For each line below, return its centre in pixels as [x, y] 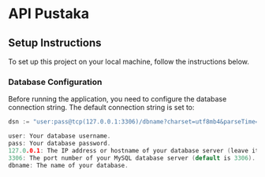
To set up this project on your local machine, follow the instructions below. [129, 61]
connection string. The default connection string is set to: [101, 108]
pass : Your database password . [60, 144]
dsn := [19, 122]
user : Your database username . [60, 136]
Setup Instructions [55, 43]
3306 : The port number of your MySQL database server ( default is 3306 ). [132, 158]
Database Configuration [55, 82]
